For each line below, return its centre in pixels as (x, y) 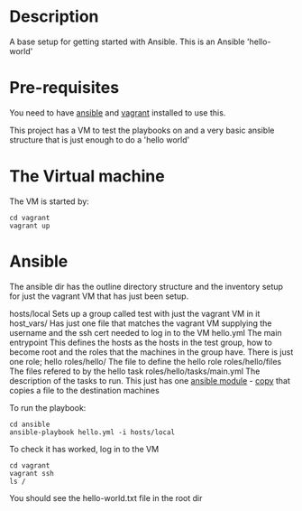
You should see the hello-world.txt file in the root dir (106, 497)
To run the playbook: (48, 407)
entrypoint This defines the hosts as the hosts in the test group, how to (141, 342)
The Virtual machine (87, 177)
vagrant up (30, 226)
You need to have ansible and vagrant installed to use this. (118, 112)
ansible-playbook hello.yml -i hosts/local (92, 432)
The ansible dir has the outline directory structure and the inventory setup (146, 286)
